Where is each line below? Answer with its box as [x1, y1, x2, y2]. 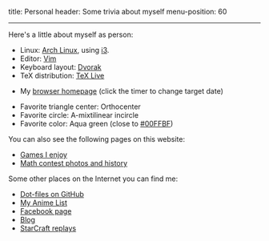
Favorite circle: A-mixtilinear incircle [19, 110, 139, 119]
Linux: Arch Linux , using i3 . [19, 46, 110, 54]
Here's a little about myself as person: [8, 30, 134, 39]
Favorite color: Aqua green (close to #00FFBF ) [19, 119, 174, 128]
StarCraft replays [19, 223, 77, 233]
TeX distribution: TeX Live [19, 71, 105, 80]
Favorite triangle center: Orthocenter [19, 102, 142, 111]
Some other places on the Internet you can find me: [8, 174, 179, 183]
